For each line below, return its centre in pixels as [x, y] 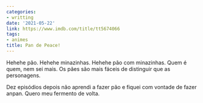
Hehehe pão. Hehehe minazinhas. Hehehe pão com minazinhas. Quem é [97, 62]
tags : [13, 34]
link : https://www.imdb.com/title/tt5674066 [63, 29]
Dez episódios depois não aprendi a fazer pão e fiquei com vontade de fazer [101, 87]
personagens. [24, 75]
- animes [17, 40]
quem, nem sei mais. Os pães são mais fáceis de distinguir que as [88, 69]
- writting [20, 17]
